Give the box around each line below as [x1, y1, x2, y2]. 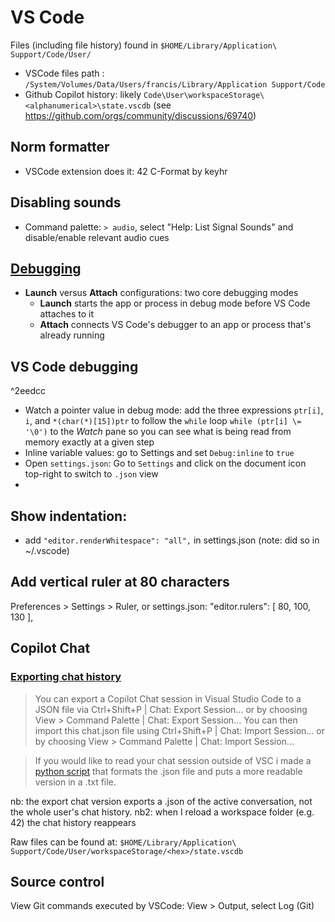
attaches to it [39, 308, 95, 320]
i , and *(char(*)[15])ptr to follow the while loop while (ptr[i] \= [24, 415, 302, 427]
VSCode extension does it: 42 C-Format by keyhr [24, 165, 228, 177]
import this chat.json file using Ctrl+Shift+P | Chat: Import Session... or [34, 724, 325, 736]
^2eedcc [10, 385, 47, 397]
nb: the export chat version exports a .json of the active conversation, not [10, 795, 313, 807]
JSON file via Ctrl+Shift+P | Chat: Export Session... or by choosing [34, 703, 308, 715]
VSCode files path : [24, 67, 105, 79]
